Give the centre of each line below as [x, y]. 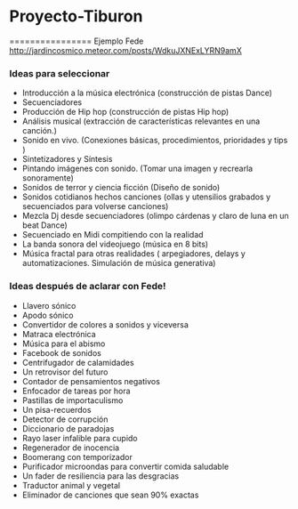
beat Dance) [45, 225]
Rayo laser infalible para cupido [80, 438]
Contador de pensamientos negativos [91, 381]
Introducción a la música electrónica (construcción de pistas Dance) [147, 93]
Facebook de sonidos [62, 352]
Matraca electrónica [59, 334]
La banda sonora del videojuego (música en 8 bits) [115, 244]
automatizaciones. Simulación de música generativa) [119, 263]
